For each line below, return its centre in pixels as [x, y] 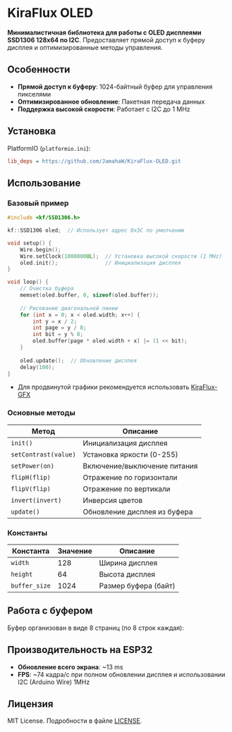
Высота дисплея [127, 574]
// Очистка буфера [47, 289]
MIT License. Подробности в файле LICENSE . [75, 721]
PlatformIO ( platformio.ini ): [49, 148]
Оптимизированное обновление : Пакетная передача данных [111, 101]
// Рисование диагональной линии [69, 308]
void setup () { [30, 243]
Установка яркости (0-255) [130, 454]
